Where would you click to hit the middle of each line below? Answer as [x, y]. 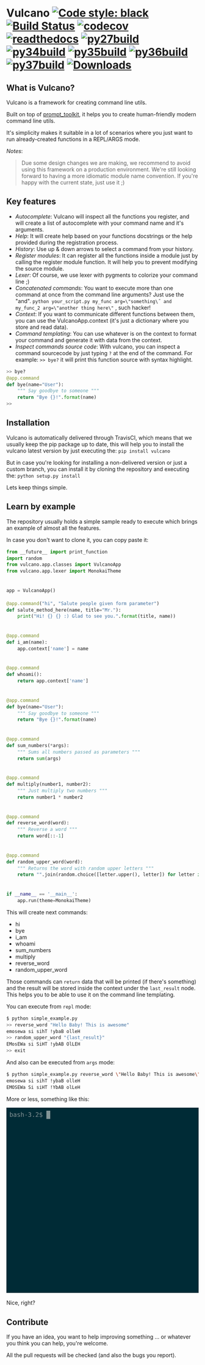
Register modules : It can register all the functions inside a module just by [106, 255]
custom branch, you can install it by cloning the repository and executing [98, 469]
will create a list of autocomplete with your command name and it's [99, 223]
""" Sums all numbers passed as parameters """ [79, 752]
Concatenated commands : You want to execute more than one [94, 288]
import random [24, 558]
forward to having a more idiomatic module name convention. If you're [110, 176]
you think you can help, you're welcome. [57, 1344]
